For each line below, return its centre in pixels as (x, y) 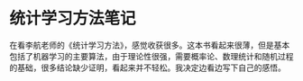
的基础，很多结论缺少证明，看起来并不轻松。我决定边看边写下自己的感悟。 (147, 67)
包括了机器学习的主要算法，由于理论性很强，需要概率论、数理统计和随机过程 (151, 56)
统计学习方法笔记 (73, 18)
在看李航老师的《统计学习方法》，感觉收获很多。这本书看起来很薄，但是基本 (150, 45)
